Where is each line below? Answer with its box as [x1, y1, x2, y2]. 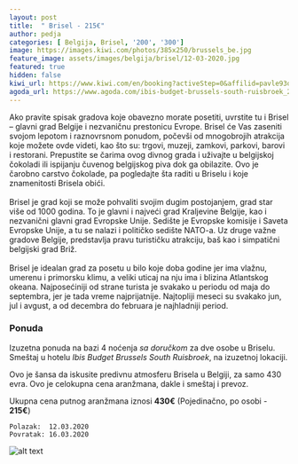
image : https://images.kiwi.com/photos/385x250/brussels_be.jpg [9, 46, 252, 55]
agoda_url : [9, 87, 50, 96]
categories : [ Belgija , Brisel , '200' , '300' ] [9, 37, 184, 47]
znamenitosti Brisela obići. [9, 177, 106, 188]
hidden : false [9, 71, 62, 80]
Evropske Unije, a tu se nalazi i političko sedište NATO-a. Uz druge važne [9, 224, 277, 235]
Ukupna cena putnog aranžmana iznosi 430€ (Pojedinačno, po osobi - [9, 396, 268, 406]
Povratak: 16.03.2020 [9, 429, 90, 439]
